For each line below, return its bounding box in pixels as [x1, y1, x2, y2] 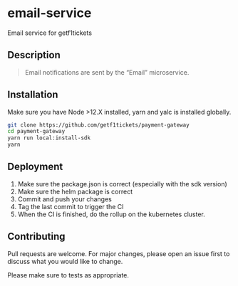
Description [7, 49, 61, 61]
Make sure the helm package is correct [17, 187, 133, 196]
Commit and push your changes [17, 194, 112, 203]
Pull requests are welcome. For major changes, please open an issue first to [7, 249, 230, 258]
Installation [7, 89, 58, 101]
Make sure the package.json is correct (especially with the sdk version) [17, 179, 228, 188]
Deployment [7, 161, 63, 173]
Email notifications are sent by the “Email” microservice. [24, 68, 190, 76]
